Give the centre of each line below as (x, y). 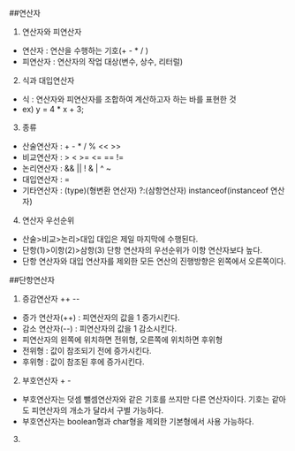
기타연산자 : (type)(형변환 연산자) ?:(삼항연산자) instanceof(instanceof (145, 190)
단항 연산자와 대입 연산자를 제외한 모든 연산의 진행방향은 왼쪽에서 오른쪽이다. (154, 261)
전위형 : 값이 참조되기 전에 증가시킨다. (87, 351)
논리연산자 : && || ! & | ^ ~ (67, 168)
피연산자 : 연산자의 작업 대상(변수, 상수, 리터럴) (102, 61)
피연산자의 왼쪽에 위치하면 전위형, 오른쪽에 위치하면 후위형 (122, 340)
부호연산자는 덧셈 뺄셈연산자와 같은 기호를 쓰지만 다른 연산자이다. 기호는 (146, 399)
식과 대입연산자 (48, 80)
